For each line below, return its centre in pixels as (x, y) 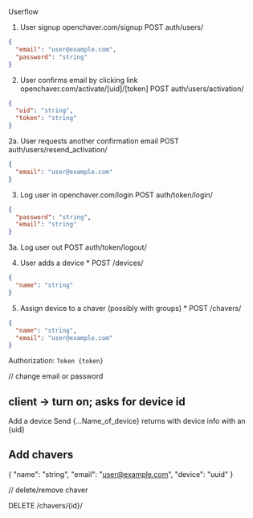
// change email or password (56, 376)
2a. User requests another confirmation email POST (94, 141)
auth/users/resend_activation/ (58, 149)
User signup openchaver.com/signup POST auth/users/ (112, 27)
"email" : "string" (47, 225)
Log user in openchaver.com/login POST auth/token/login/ (116, 195)
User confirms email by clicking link (79, 80)
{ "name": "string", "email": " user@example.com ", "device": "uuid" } (121, 474)
